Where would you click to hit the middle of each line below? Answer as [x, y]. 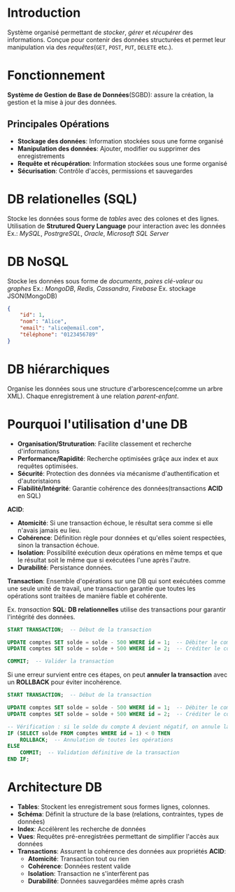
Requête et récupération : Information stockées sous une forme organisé [122, 163]
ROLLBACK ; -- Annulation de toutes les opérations [97, 739]
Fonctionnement [56, 76]
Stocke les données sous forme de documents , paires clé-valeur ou [105, 281]
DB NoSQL [38, 261]
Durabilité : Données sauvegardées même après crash [106, 881]
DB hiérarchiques [59, 369]
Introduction [44, 13]
